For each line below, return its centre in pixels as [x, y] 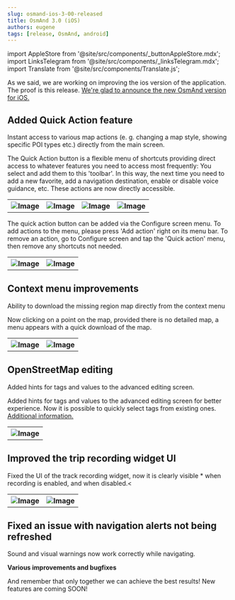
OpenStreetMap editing [60, 370]
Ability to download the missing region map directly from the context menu [116, 306]
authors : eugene [31, 27]
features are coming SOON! [48, 589]
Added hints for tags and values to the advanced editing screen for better [114, 401]
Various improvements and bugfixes [62, 567]
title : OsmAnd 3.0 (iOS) [44, 21]
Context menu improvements [73, 289]
